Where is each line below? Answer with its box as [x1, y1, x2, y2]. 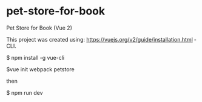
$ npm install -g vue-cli [6, 54, 65, 61]
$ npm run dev [6, 89, 44, 96]
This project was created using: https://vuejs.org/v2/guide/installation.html [6, 36, 193, 43]
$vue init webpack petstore [6, 65, 75, 73]
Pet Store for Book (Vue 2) [6, 24, 73, 31]
